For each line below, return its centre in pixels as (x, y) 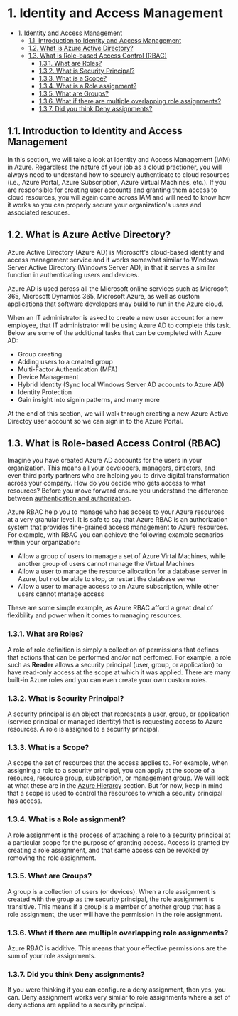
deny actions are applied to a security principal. (77, 1005)
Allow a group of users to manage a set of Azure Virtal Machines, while (121, 556)
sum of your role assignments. (52, 956)
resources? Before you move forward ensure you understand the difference (118, 491)
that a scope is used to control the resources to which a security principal (115, 794)
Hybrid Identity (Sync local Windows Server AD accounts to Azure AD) (121, 384)
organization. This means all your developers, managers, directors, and (112, 468)
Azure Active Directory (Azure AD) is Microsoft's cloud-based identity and (116, 252)
